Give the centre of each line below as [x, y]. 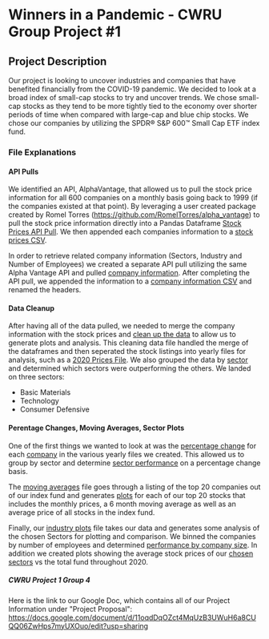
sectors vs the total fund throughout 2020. [78, 561]
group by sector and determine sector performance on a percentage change [134, 463]
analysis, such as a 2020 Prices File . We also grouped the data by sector [128, 360]
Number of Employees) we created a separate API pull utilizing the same [128, 264]
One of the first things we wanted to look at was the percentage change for [132, 445]
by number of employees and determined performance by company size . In [133, 545]
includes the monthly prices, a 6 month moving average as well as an [122, 504]
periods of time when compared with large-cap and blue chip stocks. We [129, 115]
